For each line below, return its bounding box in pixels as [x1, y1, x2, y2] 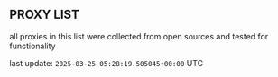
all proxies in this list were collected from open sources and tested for [9, 30, 269, 41]
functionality [9, 40, 56, 51]
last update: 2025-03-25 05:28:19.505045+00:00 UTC [9, 57, 204, 68]
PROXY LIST [9, 7, 79, 22]
